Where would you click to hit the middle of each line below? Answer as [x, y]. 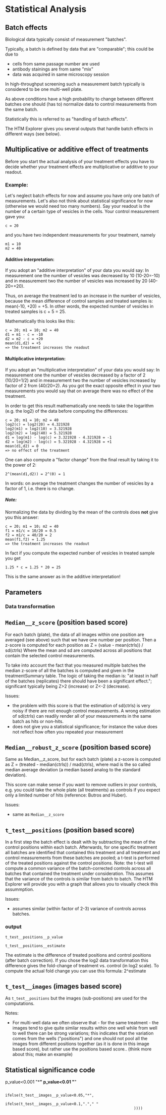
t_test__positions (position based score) [70, 830]
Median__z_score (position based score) [66, 623]
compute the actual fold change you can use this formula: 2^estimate [76, 971]
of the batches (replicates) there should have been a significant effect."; [79, 681]
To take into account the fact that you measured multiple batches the [76, 665]
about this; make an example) [42, 1054]
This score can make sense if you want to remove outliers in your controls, [81, 785]
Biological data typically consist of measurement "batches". [66, 39]
